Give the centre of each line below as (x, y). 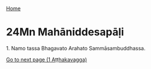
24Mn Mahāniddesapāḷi (65, 32)
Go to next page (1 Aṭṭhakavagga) (46, 59)
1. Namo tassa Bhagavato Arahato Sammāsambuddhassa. (76, 48)
